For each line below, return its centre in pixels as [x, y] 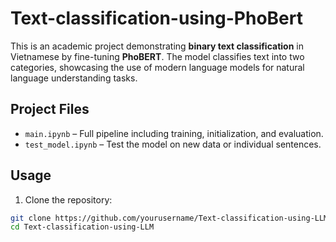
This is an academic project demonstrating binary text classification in [157, 46]
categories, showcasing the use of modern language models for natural [157, 67]
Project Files [50, 109]
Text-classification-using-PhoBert [157, 18]
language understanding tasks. [74, 78]
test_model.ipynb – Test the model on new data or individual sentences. [173, 144]
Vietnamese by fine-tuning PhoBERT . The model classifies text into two [157, 56]
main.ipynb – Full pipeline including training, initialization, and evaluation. [174, 133]
